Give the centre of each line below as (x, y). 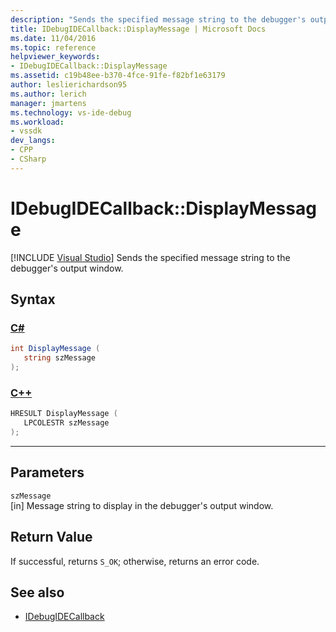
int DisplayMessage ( (55, 349)
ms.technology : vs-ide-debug (71, 112)
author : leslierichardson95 (69, 85)
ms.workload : (37, 122)
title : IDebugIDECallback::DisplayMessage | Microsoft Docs (138, 29)
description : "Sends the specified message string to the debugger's (158, 19)
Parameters (47, 472)
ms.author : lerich (48, 94)
